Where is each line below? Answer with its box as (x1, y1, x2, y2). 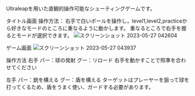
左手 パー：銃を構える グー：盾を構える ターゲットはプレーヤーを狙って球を (6, 76, 190, 83)
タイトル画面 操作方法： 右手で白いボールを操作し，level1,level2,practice (6, 17, 183, 24)
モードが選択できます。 (16, 32, 73, 39)
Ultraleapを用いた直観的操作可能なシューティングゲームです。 (6, 5, 156, 12)
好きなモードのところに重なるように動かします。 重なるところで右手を (11, 25, 182, 31)
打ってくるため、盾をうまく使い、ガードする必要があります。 (6, 84, 154, 90)
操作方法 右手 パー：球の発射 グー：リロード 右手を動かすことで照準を (6, 57, 176, 63)
